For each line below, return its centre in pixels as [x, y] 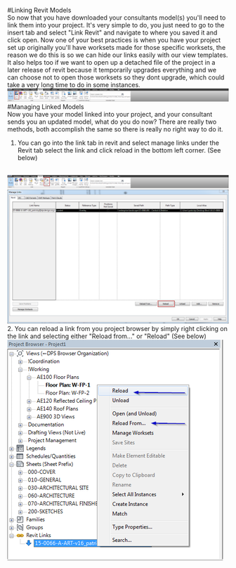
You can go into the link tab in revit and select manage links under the [118, 143]
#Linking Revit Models [39, 10]
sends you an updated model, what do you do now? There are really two [112, 122]
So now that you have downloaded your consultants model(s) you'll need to [117, 18]
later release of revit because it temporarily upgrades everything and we [112, 70]
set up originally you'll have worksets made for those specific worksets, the [117, 47]
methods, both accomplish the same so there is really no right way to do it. [115, 129]
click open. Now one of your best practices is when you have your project [114, 40]
